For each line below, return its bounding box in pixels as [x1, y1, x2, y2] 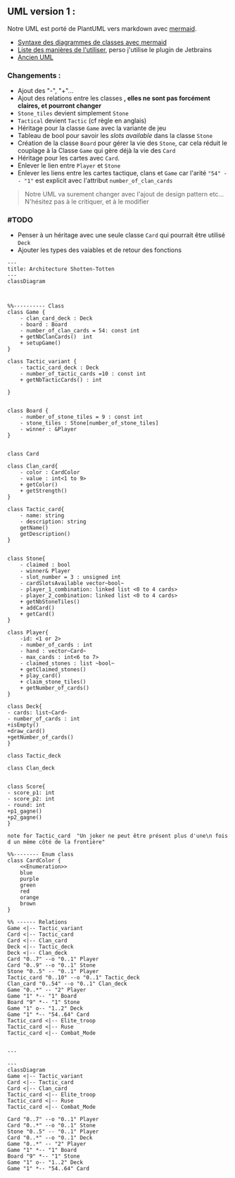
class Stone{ [7, 556, 46, 563]
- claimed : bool [20, 561, 71, 569]
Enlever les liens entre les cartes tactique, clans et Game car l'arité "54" [17, 169, 221, 177]
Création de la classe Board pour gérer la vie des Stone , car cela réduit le [17, 139, 227, 147]
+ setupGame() [20, 339, 61, 347]
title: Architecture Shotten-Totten [7, 265, 115, 273]
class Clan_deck [7, 765, 55, 772]
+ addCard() [20, 605, 55, 612]
